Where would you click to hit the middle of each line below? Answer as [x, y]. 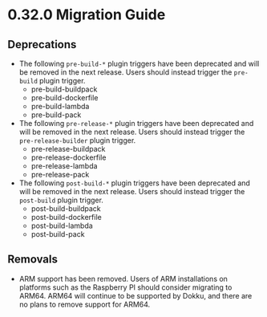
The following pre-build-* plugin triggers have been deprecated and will [139, 63]
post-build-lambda [62, 226]
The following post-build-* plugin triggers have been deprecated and [134, 183]
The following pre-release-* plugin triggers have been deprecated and [136, 123]
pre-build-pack [56, 115]
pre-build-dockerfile [65, 98]
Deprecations [42, 45]
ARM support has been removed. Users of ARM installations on [123, 278]
